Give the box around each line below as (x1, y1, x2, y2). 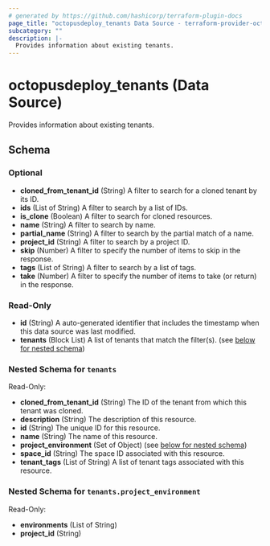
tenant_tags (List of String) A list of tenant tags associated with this (19, 458, 244, 467)
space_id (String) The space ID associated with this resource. (19, 449, 225, 458)
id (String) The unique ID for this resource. (19, 423, 161, 433)
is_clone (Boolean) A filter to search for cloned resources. (19, 211, 213, 221)
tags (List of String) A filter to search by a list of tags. (19, 262, 197, 272)
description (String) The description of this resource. (19, 415, 197, 425)
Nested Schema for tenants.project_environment (8, 486, 201, 497)
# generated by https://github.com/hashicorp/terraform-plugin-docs (8, 11, 243, 20)
